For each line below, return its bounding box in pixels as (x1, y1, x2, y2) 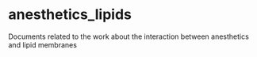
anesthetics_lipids (8, 6, 132, 24)
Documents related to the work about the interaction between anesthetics (8, 32, 250, 41)
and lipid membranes (8, 40, 78, 49)
